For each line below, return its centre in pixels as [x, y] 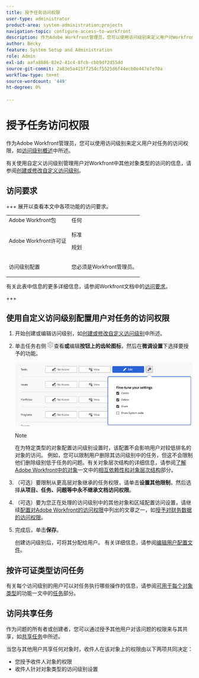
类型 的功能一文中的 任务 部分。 [42, 593]
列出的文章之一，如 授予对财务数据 [150, 510]
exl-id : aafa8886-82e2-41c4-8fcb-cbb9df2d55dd [65, 62]
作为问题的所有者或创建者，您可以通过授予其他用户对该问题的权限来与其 [94, 629]
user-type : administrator [38, 19]
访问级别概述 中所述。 [48, 150]
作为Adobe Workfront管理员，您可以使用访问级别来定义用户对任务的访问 [95, 143]
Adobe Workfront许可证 [38, 240]
